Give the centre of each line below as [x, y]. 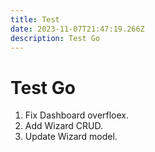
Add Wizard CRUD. [64, 126]
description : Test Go [55, 38]
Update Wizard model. [71, 137]
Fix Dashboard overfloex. [77, 115]
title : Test [35, 19]
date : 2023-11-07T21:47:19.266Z [77, 29]
